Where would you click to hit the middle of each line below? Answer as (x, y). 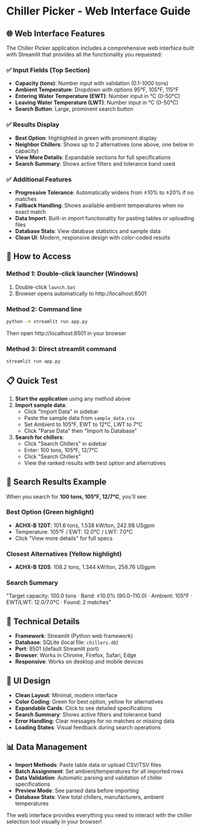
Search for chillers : (40, 437)
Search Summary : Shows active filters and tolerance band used (95, 163)
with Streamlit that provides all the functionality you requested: (84, 54)
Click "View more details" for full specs (64, 538)
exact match (31, 212)
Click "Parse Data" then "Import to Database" (80, 430)
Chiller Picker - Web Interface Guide (98, 11)
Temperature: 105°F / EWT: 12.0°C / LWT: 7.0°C (74, 531)
